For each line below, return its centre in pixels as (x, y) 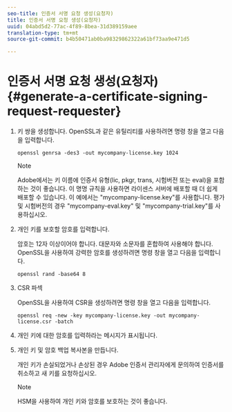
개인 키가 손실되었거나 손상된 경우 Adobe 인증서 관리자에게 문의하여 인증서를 (120, 365)
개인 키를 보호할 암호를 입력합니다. (63, 229)
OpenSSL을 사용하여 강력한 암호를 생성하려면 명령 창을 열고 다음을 (107, 253)
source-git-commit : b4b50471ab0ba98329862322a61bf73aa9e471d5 (98, 39)
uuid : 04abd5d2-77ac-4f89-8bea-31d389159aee (72, 26)
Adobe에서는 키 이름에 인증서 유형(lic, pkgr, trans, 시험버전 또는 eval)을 (114, 180)
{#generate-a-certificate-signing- (108, 97)
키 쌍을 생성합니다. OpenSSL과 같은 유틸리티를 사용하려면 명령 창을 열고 (114, 131)
